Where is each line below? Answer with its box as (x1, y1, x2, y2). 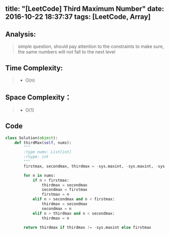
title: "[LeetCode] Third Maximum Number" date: (5, 5, 164, 13)
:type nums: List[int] (23, 149, 72, 155)
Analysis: (5, 30, 36, 38)
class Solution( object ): (5, 135, 58, 140)
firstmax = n (41, 192, 70, 197)
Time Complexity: (5, 64, 63, 72)
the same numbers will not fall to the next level (17, 49, 116, 55)
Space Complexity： (5, 93, 72, 102)
